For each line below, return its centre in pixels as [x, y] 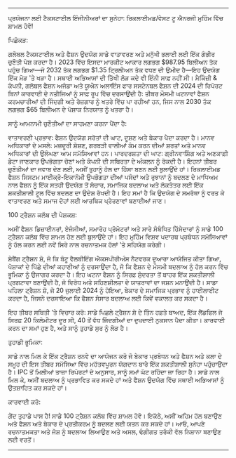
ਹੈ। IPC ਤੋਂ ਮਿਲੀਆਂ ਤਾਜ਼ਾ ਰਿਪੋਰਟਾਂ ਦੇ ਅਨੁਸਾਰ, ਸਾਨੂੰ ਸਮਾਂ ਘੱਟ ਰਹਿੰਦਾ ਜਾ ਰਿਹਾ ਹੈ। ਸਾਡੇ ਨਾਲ [114, 372]
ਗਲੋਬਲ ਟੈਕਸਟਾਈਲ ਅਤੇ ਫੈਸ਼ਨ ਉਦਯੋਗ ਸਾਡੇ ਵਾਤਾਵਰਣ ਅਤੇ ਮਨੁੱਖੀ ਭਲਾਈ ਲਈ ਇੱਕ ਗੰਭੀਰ [112, 54]
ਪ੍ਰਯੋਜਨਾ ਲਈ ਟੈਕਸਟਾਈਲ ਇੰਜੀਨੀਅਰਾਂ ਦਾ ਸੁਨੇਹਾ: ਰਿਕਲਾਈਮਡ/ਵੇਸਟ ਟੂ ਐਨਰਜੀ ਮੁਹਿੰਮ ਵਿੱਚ [116, 18]
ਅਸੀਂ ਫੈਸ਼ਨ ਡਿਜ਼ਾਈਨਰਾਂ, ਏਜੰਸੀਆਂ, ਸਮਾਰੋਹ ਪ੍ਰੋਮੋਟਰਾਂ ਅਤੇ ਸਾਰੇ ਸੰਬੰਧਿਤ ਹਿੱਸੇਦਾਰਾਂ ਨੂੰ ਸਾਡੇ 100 [116, 229]
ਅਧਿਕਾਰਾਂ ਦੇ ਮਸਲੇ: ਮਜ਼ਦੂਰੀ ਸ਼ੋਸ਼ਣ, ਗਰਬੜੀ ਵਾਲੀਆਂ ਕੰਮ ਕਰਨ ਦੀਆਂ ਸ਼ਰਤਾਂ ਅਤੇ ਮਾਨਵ [107, 145]
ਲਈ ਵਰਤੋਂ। [22, 439]
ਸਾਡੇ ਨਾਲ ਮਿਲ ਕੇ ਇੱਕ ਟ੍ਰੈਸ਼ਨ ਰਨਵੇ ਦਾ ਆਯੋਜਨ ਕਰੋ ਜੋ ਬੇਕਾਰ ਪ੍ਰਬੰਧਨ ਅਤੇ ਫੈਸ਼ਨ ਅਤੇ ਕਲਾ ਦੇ [115, 356]
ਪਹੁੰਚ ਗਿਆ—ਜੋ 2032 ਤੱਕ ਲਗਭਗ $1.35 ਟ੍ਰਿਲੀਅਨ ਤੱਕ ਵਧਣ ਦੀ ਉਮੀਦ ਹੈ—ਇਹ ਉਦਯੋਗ [114, 70]
